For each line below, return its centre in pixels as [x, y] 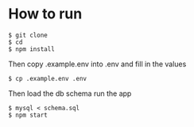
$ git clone [28, 35]
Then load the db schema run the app [70, 93]
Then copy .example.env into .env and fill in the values [97, 64]
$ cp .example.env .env [48, 78]
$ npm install [32, 49]
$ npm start [28, 115]
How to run [45, 14]
